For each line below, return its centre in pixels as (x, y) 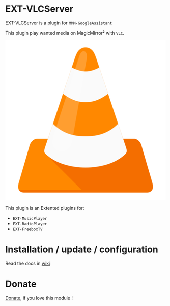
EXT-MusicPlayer (30, 218)
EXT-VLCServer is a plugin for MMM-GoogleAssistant (59, 23)
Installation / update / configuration (82, 249)
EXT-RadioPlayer (30, 224)
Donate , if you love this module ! (39, 298)
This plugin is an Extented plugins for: (45, 208)
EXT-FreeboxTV (27, 229)
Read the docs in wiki (28, 263)
